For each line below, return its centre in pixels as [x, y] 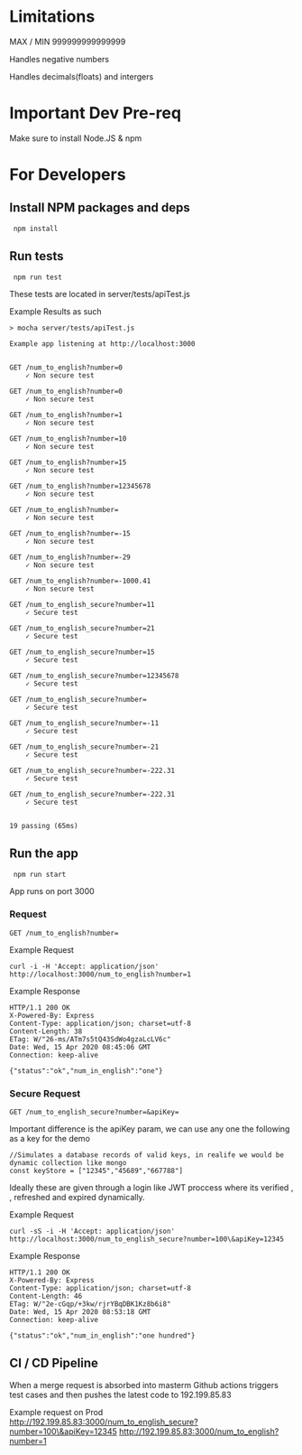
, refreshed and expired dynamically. [78, 1198]
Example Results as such [55, 311]
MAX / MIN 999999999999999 [68, 42]
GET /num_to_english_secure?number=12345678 [94, 676]
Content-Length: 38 [46, 1031]
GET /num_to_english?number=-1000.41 [80, 581]
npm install [36, 229]
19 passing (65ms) [44, 825]
